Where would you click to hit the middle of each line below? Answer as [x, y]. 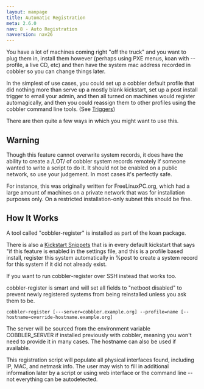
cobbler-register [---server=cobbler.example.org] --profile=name [92, 312]
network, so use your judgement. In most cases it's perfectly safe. [89, 174]
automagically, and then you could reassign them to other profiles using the [101, 103]
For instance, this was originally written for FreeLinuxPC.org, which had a [98, 186]
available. [18, 348]
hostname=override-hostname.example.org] [60, 317]
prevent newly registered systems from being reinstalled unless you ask [97, 294]
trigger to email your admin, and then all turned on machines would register [101, 96]
